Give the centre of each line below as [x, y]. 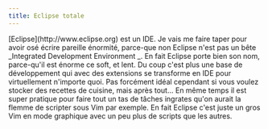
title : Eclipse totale [46, 16]
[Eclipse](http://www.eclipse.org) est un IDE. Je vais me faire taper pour [128, 39]
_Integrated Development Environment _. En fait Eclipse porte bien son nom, [134, 56]
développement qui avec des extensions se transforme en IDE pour [120, 73]
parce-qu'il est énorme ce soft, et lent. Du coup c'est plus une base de [126, 64]
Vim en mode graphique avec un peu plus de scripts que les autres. [120, 116]
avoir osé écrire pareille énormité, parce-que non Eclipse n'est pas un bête [132, 47]
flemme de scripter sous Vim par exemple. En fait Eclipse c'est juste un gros [134, 107]
